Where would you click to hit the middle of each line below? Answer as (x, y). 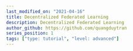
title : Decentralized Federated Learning (57, 17)
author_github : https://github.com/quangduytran (66, 28)
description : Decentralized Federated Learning (65, 22)
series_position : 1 (30, 33)
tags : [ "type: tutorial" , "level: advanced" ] (62, 39)
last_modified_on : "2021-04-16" (45, 11)
